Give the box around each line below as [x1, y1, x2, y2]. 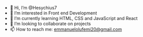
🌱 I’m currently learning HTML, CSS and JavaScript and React [10, 15, 138, 21]
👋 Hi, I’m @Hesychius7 [10, 5, 57, 10]
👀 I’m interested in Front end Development [10, 10, 97, 16]
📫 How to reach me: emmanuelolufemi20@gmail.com [10, 26, 122, 32]
